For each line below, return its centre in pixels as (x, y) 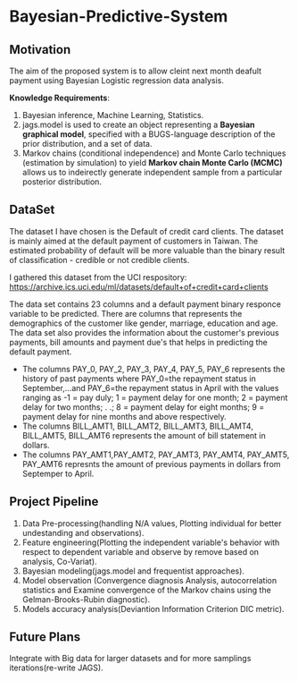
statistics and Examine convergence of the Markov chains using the (147, 590)
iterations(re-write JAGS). (57, 668)
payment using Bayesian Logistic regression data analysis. (117, 81)
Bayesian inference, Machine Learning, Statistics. (113, 115)
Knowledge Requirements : (59, 98)
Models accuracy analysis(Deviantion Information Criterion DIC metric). (153, 609)
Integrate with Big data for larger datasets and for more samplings (130, 659)
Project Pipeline (54, 502)
